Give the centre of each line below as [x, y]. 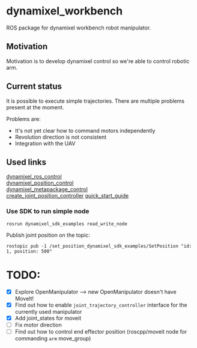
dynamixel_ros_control [34, 177]
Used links [26, 162]
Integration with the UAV [45, 143]
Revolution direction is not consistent [61, 137]
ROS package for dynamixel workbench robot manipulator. [79, 28]
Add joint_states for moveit [48, 318]
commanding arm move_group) [53, 338]
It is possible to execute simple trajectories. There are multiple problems [95, 101]
